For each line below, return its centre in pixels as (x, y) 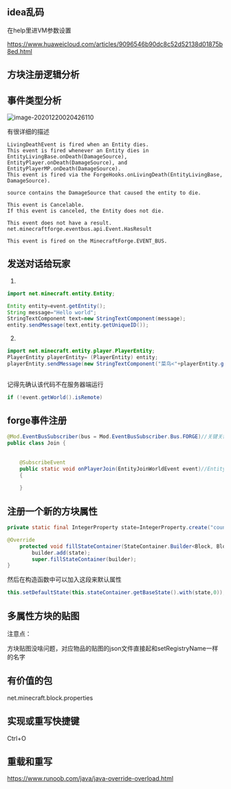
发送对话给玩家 (39, 264)
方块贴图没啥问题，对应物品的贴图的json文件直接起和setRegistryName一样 (113, 648)
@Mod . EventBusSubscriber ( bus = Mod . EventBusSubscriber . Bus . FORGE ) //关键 (112, 437)
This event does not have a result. (59, 223)
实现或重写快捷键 (43, 721)
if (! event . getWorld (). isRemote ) (55, 397)
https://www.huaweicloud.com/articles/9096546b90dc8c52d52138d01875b (115, 44)
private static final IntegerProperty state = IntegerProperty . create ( (109, 528)
